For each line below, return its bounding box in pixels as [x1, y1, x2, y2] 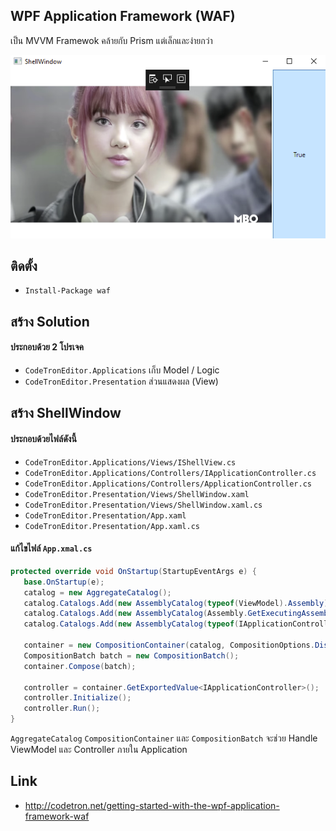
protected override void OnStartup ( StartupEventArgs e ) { [10, 566, 257, 576]
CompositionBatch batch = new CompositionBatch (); [23, 650, 240, 661]
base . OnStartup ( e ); [23, 577, 105, 587]
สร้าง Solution [10, 313, 90, 330]
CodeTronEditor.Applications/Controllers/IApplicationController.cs [24, 468, 317, 478]
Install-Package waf [24, 286, 111, 296]
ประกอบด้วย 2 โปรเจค [10, 341, 84, 353]
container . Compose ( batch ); [23, 661, 137, 671]
